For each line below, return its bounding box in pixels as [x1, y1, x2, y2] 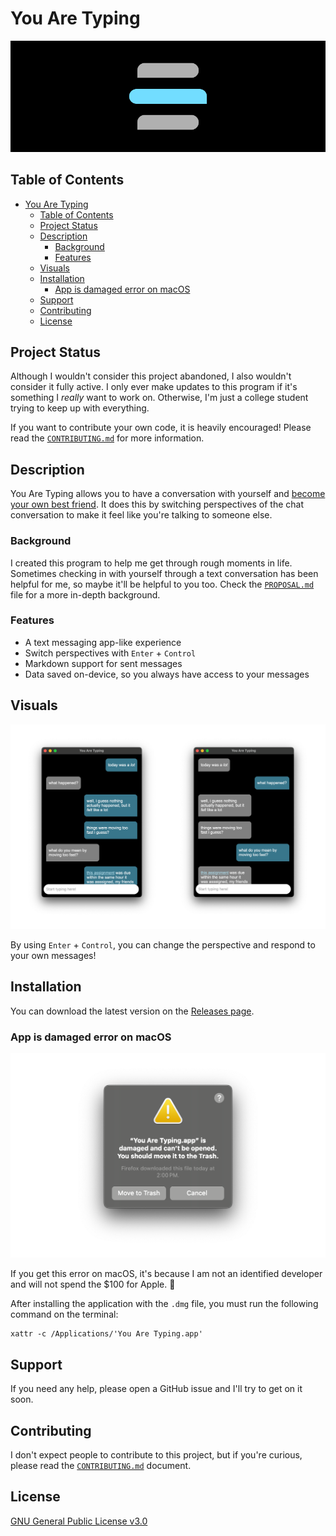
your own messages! [10, 949, 97, 961]
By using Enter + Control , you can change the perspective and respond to [10, 938, 316, 951]
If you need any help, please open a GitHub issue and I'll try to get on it [10, 1383, 303, 1395]
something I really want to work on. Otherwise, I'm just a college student [10, 392, 309, 404]
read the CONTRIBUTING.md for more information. [10, 432, 205, 444]
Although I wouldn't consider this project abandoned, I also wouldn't [10, 370, 292, 382]
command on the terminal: [10, 1308, 119, 1321]
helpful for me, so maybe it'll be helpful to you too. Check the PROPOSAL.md [10, 578, 315, 590]
